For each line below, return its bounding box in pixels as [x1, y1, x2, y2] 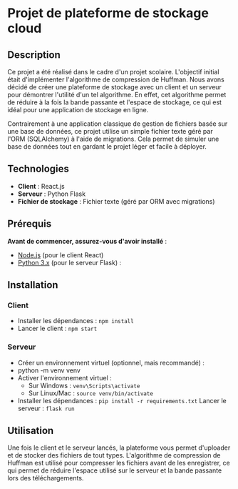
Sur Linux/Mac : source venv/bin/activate [28, 388, 153, 397]
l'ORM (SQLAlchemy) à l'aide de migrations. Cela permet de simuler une [7, 134, 219, 143]
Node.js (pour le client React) [17, 250, 104, 259]
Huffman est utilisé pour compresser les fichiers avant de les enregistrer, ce [7, 459, 230, 468]
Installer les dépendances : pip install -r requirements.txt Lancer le [17, 396, 227, 405]
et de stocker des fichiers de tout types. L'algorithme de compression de [7, 451, 221, 460]
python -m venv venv [17, 366, 81, 375]
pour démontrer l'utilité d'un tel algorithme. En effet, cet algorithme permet [7, 91, 227, 99]
